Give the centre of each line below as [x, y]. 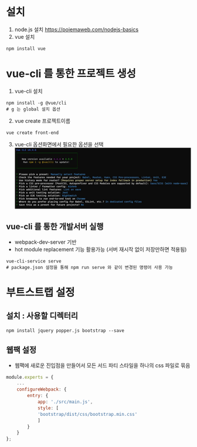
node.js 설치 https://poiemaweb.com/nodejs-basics [77, 29]
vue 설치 [25, 36]
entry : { [38, 396]
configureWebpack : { [42, 389]
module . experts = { [30, 377]
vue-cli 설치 [28, 91]
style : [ [48, 408]
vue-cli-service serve [34, 261]
